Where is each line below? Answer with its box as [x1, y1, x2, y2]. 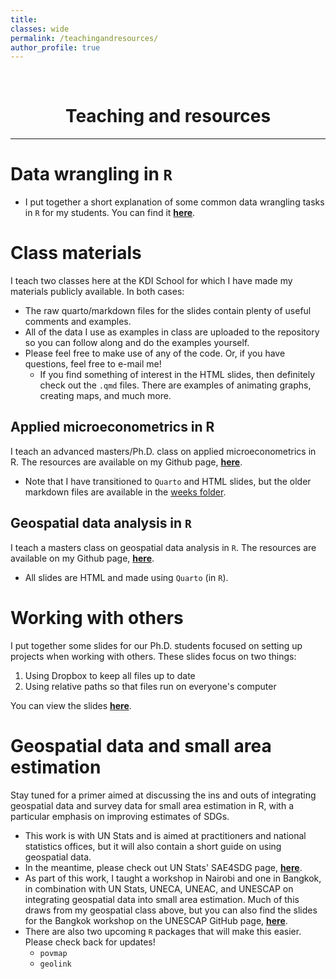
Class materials [10, 242, 142, 265]
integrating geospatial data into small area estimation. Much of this [24, 893, 300, 905]
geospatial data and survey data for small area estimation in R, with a [10, 799, 295, 811]
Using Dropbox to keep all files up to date [24, 669, 196, 681]
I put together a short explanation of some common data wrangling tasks [24, 196, 325, 208]
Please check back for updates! [24, 936, 156, 948]
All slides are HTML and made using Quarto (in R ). [24, 571, 229, 583]
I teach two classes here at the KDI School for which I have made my [10, 275, 293, 287]
